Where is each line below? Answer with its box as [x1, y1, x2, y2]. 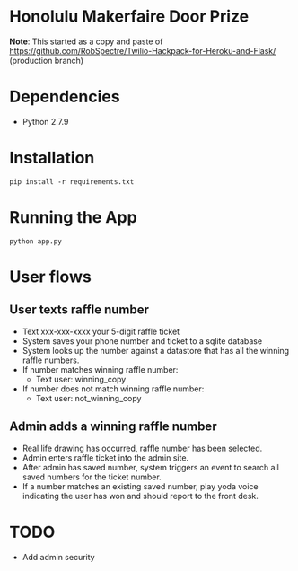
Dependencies [9, 87, 120, 107]
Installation [9, 148, 95, 168]
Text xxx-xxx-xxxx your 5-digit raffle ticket [22, 326, 180, 337]
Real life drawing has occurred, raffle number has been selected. [22, 443, 263, 453]
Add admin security [22, 551, 96, 562]
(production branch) [9, 55, 83, 66]
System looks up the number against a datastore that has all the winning [22, 345, 290, 356]
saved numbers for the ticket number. [22, 471, 162, 482]
